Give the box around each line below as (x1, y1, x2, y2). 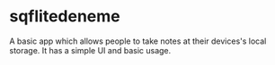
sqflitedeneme (9, 6, 120, 27)
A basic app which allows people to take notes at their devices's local (9, 36, 267, 46)
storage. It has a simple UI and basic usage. (9, 45, 172, 55)
